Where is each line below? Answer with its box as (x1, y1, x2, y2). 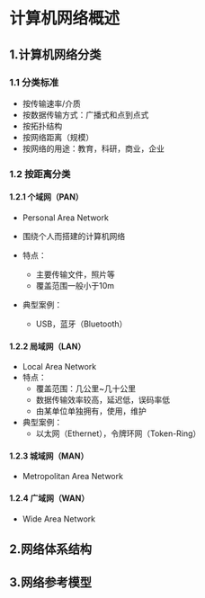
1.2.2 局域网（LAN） (9, 341, 86, 352)
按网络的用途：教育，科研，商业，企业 (22, 143, 165, 154)
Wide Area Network (22, 513, 96, 524)
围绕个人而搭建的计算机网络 (22, 231, 126, 241)
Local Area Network (22, 361, 97, 372)
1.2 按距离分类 (9, 167, 71, 180)
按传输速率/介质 (22, 98, 81, 109)
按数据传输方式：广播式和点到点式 (22, 109, 149, 120)
